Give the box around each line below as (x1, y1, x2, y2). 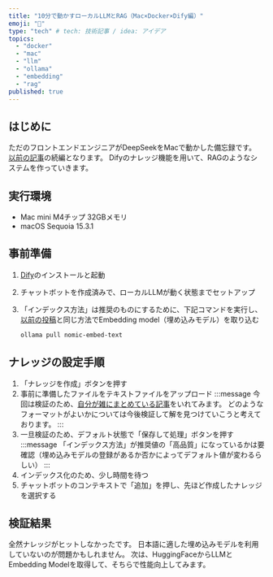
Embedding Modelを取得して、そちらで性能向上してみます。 (8, 560, 210, 570)
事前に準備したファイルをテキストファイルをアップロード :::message (19, 388, 252, 398)
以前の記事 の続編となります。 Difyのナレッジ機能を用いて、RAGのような (8, 153, 251, 163)
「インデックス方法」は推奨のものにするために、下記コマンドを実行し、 (19, 304, 262, 314)
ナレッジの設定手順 (8, 355, 105, 370)
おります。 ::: (19, 419, 64, 429)
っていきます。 (43, 163, 93, 173)
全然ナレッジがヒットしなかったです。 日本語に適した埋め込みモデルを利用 (8, 540, 259, 549)
